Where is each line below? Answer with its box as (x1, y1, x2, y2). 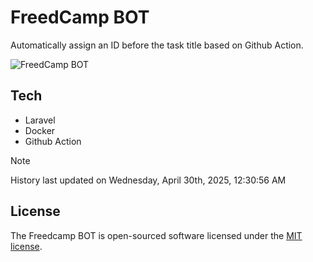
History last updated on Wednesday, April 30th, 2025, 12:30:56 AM (10, 174, 287, 186)
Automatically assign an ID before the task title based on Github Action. (10, 39, 304, 51)
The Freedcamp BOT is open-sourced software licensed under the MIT (10, 229, 303, 241)
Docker (24, 124, 56, 136)
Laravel (24, 114, 56, 126)
